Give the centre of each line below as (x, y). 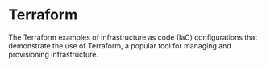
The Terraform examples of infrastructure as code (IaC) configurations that (133, 37)
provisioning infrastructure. (54, 54)
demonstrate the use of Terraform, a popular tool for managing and (120, 45)
